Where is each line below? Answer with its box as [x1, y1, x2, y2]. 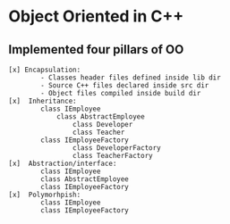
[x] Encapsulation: [8, 65, 81, 74]
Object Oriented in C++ [8, 6, 184, 27]
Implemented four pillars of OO [8, 42, 184, 57]
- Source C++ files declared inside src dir [40, 81, 209, 90]
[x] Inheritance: [8, 96, 77, 105]
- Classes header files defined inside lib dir [40, 73, 221, 82]
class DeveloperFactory [72, 144, 162, 153]
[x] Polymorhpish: [8, 190, 81, 199]
